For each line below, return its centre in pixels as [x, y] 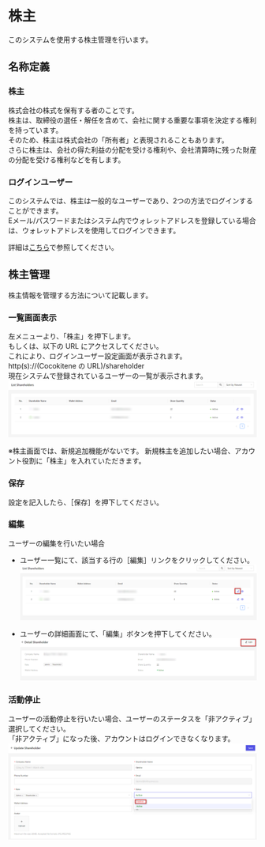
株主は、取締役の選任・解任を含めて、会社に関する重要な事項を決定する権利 [132, 120]
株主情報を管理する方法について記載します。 [80, 295]
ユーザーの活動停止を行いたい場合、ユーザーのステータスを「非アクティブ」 [132, 718]
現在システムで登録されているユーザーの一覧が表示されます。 [108, 376]
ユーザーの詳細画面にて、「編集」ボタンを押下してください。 [118, 634]
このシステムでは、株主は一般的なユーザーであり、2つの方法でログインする [131, 200]
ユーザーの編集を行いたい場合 [56, 543]
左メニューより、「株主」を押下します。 [72, 336]
